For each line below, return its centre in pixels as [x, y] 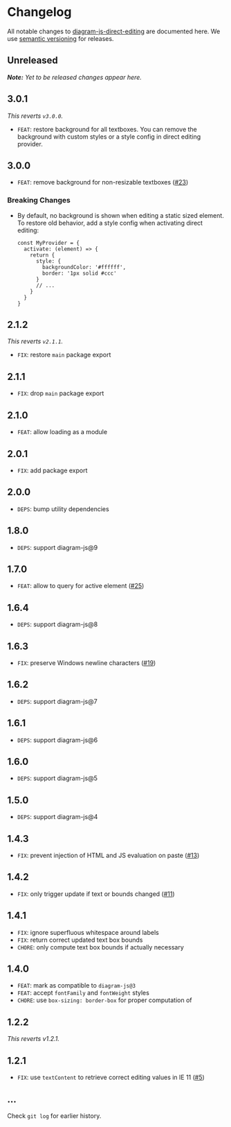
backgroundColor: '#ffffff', [84, 267]
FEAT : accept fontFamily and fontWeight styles [83, 993]
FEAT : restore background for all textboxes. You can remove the [107, 129]
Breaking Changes [39, 200]
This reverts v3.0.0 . [35, 116]
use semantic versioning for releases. [61, 38]
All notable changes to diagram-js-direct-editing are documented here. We [114, 31]
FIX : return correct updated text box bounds [80, 940]
